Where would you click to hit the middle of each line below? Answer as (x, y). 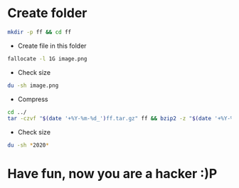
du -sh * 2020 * (28, 145)
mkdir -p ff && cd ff (39, 32)
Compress (33, 99)
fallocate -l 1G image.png (47, 58)
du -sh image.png (33, 85)
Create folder (47, 13)
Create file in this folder (52, 46)
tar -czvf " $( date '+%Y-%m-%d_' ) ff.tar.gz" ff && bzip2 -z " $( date (110, 119)
